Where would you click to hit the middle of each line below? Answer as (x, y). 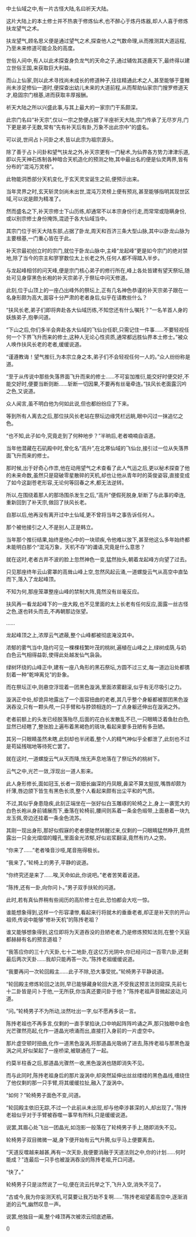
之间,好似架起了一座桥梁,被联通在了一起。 (61, 1050)
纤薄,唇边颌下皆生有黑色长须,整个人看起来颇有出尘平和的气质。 (82, 791)
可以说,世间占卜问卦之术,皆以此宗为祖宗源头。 (61, 140)
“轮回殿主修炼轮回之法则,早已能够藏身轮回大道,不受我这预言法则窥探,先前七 (97, 984)
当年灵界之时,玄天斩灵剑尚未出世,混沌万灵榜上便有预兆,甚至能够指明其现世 (96, 191)
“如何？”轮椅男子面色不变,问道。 (45, 1095)
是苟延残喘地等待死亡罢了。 (39, 746)
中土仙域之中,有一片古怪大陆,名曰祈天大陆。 (59, 8)
